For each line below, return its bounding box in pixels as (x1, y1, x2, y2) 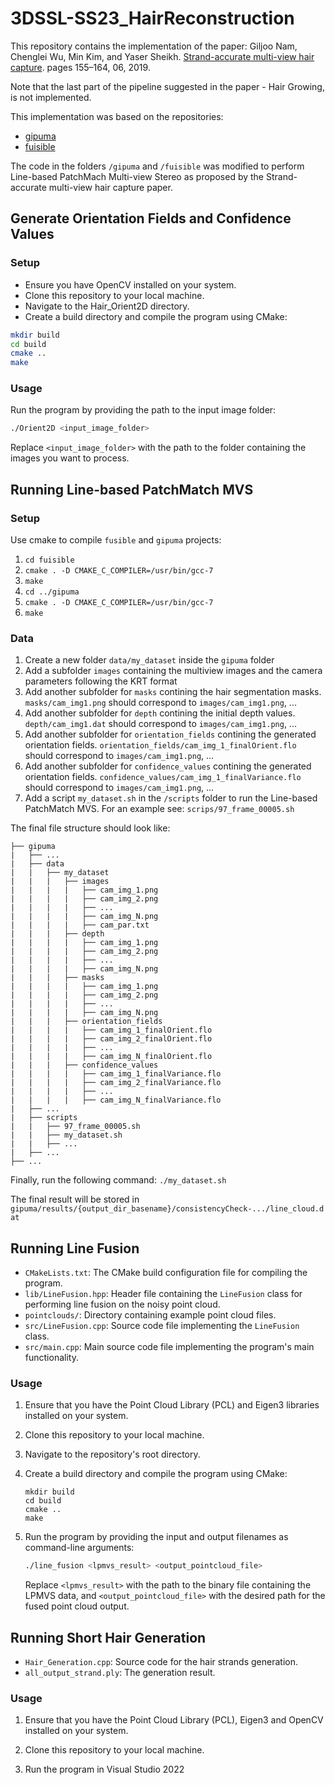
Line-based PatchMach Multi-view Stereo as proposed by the (10, 170, 265, 182)
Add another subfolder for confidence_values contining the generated (24, 760, 312, 772)
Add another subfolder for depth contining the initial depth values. (24, 707, 296, 719)
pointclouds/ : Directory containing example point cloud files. (24, 1309, 277, 1321)
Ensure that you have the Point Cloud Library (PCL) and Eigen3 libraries (24, 1399, 320, 1411)
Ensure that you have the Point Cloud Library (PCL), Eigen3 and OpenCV (24, 1714, 324, 1726)
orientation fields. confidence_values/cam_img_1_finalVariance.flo (24, 771, 302, 783)
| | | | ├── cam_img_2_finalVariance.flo (10, 1078, 222, 1088)
